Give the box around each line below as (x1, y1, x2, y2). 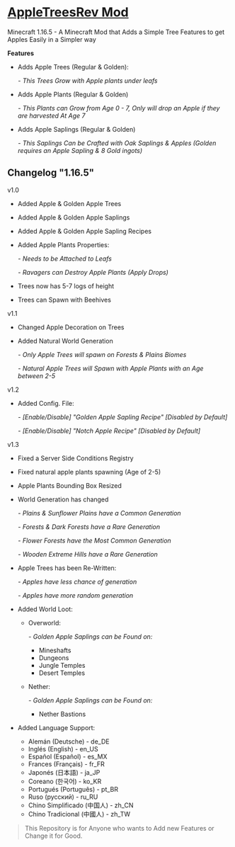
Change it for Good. (24, 831, 83, 840)
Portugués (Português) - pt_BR (28, 785, 119, 793)
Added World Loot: (17, 605, 73, 613)
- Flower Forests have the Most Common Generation (17, 536, 171, 545)
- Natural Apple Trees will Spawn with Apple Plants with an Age (17, 364, 204, 373)
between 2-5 (17, 371, 56, 380)
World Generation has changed (17, 495, 109, 504)
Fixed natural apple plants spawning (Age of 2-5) (17, 467, 161, 476)
